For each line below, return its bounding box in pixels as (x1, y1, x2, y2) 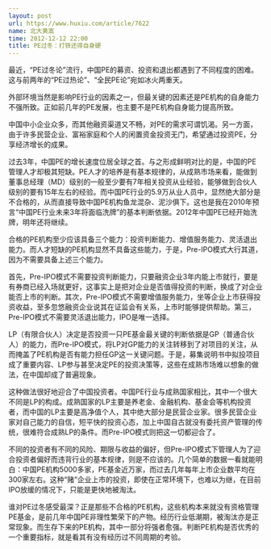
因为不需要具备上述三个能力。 (8, 255, 107, 265)
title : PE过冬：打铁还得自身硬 (8, 42, 102, 50)
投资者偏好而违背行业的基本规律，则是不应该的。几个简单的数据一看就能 (15, 455, 256, 464)
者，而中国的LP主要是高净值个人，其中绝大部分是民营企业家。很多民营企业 (8, 407, 257, 417)
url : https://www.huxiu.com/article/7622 (8, 19, 150, 27)
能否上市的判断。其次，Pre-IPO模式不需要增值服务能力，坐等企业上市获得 (8, 292, 254, 302)
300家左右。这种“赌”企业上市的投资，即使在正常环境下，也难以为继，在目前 (8, 475, 261, 484)
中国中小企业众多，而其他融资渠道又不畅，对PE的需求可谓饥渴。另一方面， (8, 119, 258, 129)
